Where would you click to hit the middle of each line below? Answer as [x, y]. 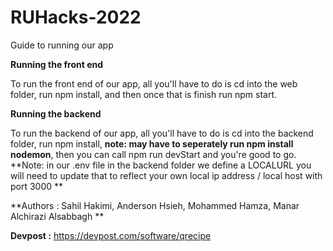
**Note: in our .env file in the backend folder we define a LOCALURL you [161, 165]
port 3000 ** [37, 186]
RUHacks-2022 [76, 17]
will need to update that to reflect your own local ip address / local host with [166, 175]
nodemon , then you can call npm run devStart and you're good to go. [153, 154]
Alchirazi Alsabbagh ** [57, 216]
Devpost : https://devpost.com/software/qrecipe [111, 235]
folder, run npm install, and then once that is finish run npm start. [144, 94]
